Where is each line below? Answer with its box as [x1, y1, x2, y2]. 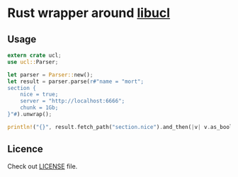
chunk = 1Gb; [20, 104, 59, 111]
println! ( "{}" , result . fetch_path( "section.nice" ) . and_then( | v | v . [7, 123, 211, 130]
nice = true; [20, 91, 59, 98]
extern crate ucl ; [7, 52, 62, 59]
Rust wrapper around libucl [7, 5, 171, 21]
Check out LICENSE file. [7, 161, 78, 171]
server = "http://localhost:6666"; [20, 98, 125, 105]
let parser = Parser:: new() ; [7, 71, 93, 79]
